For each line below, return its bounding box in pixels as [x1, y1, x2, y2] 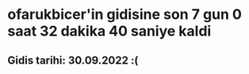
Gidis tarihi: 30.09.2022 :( [7, 54, 139, 67]
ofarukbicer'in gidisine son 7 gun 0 [7, 6, 243, 24]
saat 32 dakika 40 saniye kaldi [7, 22, 212, 40]
